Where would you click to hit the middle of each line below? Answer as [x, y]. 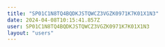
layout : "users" [30, 33]
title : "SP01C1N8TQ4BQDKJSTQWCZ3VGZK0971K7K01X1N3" [83, 13]
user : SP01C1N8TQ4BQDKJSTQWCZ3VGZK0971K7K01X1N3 [78, 26]
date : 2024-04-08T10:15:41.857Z [54, 20]
